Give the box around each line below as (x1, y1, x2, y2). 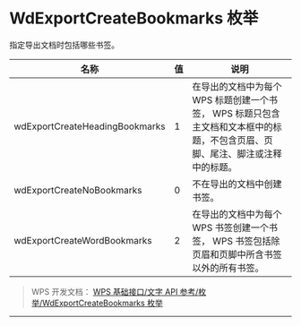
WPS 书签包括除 (211, 235, 280, 247)
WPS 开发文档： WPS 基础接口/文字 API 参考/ (30, 286, 199, 296)
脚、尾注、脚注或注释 (192, 147, 282, 159)
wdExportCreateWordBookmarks (13, 234, 152, 246)
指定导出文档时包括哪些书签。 (9, 39, 119, 50)
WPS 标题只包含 (211, 107, 280, 119)
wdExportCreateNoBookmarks (13, 184, 142, 196)
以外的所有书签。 (192, 262, 264, 274)
